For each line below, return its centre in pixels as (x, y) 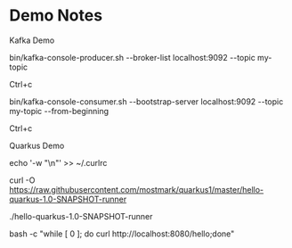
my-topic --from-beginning (59, 111)
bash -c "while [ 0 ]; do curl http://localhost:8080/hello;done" (122, 234)
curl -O (22, 180)
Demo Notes (56, 16)
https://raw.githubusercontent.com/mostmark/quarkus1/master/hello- (137, 189)
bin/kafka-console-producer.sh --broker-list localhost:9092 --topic (132, 57)
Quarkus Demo (37, 145)
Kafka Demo (32, 40)
